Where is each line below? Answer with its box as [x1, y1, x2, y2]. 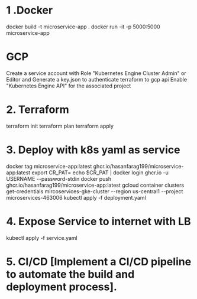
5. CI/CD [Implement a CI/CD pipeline [6, 255, 192, 268]
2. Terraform [6, 103, 69, 116]
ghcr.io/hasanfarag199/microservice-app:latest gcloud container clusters [6, 181, 185, 188]
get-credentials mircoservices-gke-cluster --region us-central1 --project [6, 187, 183, 195]
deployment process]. [6, 280, 117, 293]
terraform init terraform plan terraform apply [6, 122, 114, 129]
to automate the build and [6, 267, 135, 281]
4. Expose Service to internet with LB [6, 214, 191, 228]
